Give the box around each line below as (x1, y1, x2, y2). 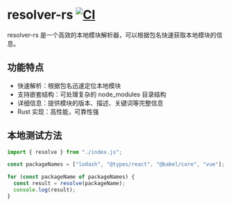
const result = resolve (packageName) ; (13, 180, 126, 187)
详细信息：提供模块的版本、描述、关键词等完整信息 (17, 98, 164, 107)
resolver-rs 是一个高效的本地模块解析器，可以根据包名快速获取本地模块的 (7, 31, 216, 39)
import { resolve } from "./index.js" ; (7, 148, 123, 155)
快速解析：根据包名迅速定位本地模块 (17, 81, 121, 89)
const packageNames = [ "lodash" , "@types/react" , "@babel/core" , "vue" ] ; (7, 161, 225, 168)
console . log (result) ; (13, 187, 76, 194)
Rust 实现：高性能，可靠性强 (17, 108, 99, 116)
